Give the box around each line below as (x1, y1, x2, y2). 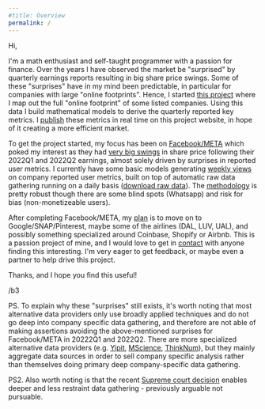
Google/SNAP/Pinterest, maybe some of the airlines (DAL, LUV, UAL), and (8, 221, 248, 230)
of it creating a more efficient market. (8, 123, 130, 133)
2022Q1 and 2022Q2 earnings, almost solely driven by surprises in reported (8, 155, 256, 165)
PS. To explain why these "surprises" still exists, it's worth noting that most (8, 301, 252, 310)
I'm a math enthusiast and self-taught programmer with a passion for (8, 56, 233, 66)
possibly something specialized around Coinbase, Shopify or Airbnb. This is (8, 229, 256, 239)
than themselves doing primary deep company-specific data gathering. (8, 359, 240, 369)
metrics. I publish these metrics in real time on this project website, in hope (8, 115, 253, 124)
